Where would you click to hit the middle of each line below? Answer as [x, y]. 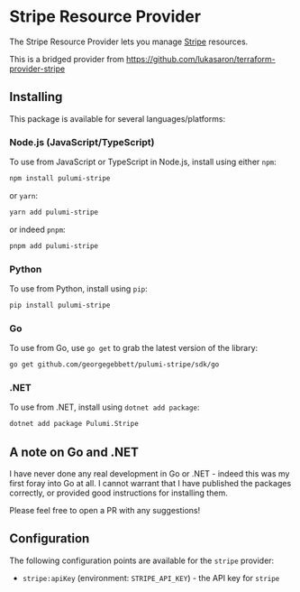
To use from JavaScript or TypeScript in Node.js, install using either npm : [143, 162]
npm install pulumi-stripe [60, 179]
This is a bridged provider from [67, 59]
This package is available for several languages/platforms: [118, 118]
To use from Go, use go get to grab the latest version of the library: [134, 348]
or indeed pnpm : [37, 229]
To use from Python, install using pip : [79, 288]
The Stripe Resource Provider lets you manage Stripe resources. [129, 42]
